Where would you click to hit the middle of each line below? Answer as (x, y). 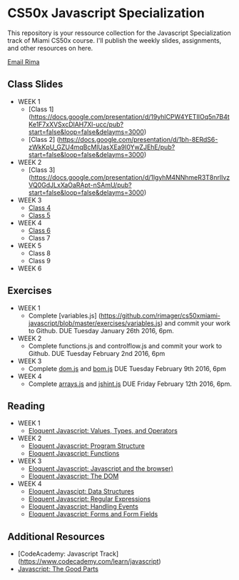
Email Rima (24, 61)
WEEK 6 (30, 268)
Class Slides (35, 85)
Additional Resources (56, 536)
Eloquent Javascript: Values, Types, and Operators (103, 431)
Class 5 (40, 215)
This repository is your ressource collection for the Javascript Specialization (119, 33)
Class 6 (40, 230)
